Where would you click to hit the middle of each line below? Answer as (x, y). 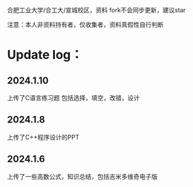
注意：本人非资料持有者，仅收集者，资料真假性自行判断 (85, 25)
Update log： (45, 55)
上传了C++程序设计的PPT (43, 137)
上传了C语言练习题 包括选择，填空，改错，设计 (73, 98)
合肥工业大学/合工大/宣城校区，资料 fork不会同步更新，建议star (96, 10)
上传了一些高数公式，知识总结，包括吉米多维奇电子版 (82, 176)
